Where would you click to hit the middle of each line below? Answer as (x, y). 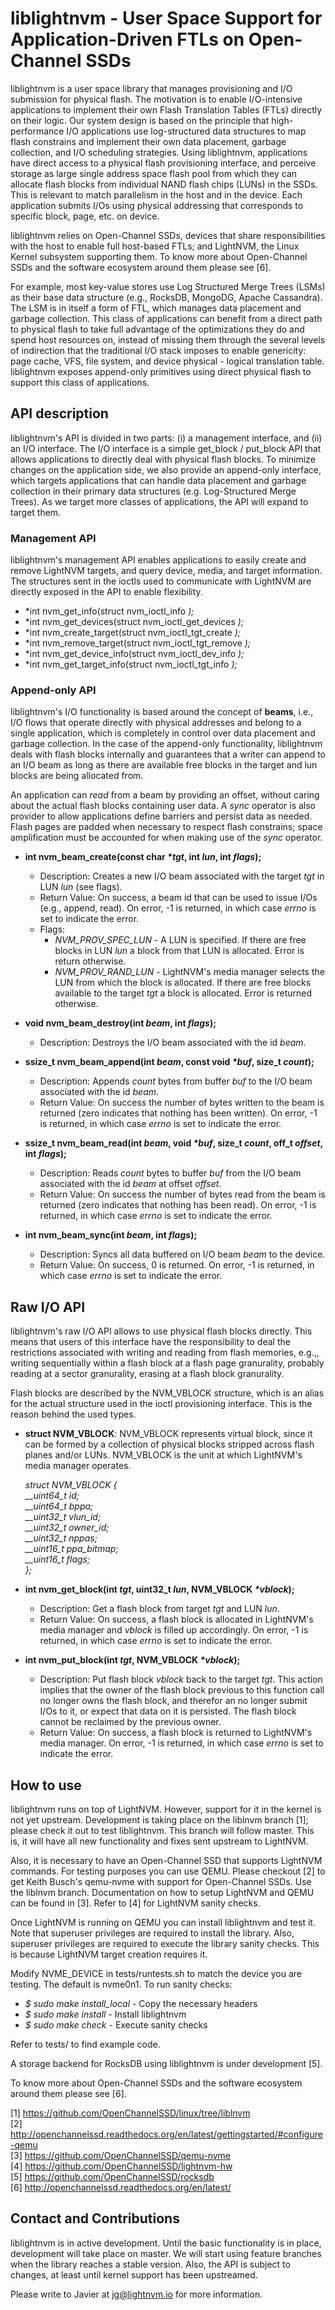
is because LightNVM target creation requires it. (109, 1954)
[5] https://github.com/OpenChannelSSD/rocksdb (112, 2176)
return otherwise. (90, 961)
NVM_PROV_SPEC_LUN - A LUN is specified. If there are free (180, 940)
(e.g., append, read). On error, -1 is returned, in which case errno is (178, 908)
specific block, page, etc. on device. (85, 216)
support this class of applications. (80, 382)
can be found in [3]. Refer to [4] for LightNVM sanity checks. (135, 1903)
